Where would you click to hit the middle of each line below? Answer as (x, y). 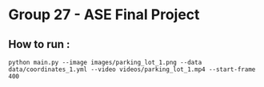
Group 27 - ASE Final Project (104, 15)
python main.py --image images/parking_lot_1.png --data (105, 62)
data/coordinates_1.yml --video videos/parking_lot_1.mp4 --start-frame (132, 69)
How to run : (39, 44)
